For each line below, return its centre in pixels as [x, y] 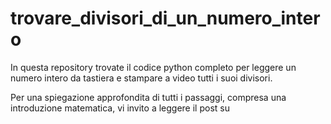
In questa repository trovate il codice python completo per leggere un [153, 67]
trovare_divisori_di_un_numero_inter [165, 18]
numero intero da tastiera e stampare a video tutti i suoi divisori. [141, 78]
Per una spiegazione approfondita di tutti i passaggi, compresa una [148, 97]
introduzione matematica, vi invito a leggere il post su [120, 108]
